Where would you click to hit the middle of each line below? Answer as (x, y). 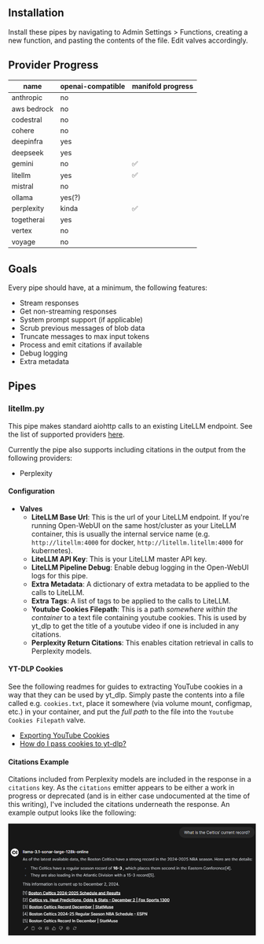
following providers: (40, 458)
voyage (24, 242)
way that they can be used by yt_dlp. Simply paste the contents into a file (126, 695)
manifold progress (163, 87)
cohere (23, 131)
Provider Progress (53, 65)
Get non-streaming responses (68, 311)
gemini (22, 164)
